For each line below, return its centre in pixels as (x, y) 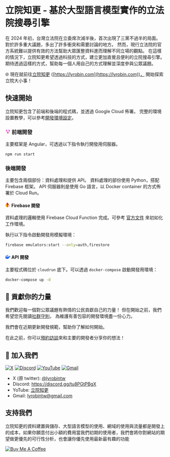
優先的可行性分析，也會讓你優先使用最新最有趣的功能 (74, 439)
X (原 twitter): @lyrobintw (39, 378)
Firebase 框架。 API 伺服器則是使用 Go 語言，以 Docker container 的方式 (81, 187)
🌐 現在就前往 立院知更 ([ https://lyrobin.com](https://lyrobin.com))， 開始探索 (84, 74)
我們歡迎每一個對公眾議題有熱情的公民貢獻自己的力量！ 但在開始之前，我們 (83, 310)
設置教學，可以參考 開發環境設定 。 (41, 118)
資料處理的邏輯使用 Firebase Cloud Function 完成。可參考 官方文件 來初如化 (84, 218)
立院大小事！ (18, 80)
